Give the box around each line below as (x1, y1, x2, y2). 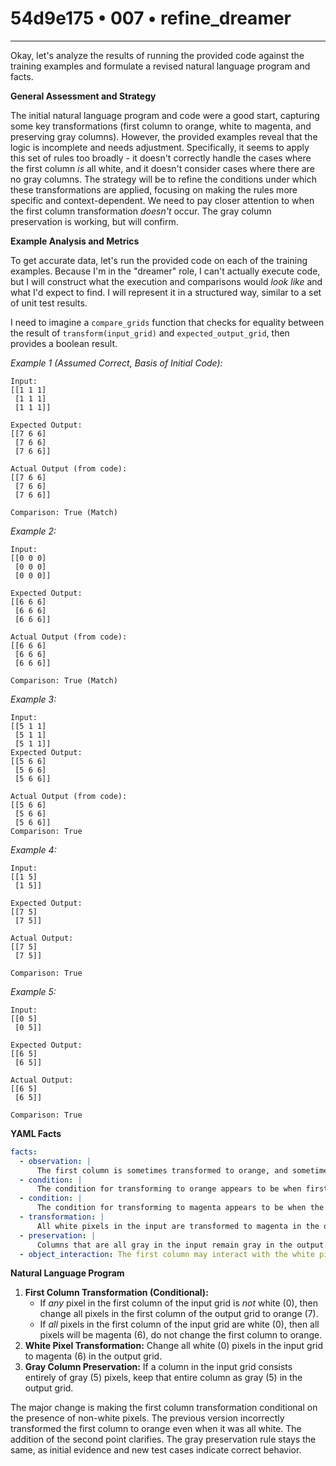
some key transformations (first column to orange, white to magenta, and (10, 120, 312, 132)
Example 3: (10, 693, 57, 705)
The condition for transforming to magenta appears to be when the (36, 1203, 325, 1213)
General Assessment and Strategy (10, 90, 157, 102)
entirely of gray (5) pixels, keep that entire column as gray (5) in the (24, 1372, 303, 1384)
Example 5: (10, 985, 57, 997)
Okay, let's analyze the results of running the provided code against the (10, 49, 305, 61)
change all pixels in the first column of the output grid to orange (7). (39, 1308, 319, 1320)
